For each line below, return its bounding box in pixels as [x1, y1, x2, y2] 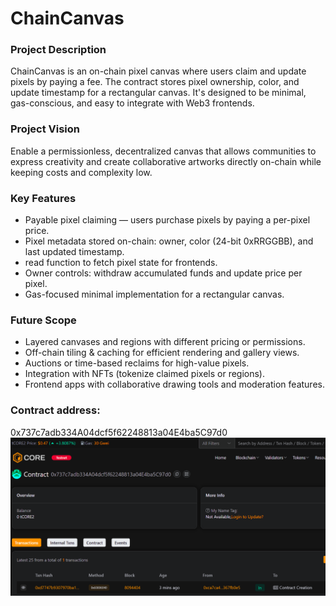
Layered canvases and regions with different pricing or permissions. [24, 336, 306, 348]
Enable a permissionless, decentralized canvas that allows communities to [10, 145, 317, 157]
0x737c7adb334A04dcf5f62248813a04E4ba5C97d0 [10, 426, 228, 438]
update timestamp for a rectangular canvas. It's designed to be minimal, [10, 87, 307, 99]
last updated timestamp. [24, 246, 125, 258]
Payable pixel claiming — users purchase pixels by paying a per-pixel [24, 214, 311, 226]
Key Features [10, 191, 77, 205]
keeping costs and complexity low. [10, 166, 153, 178]
